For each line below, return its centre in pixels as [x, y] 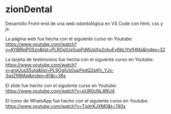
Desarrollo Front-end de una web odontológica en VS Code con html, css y [84, 23]
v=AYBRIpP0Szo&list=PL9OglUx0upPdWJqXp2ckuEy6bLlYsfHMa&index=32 [86, 49]
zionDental [29, 9]
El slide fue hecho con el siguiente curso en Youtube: [61, 85]
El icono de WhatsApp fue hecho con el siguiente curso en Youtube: [77, 101]
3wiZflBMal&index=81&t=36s [36, 75]
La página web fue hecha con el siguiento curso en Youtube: [69, 39]
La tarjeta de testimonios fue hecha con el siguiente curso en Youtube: [80, 59]
